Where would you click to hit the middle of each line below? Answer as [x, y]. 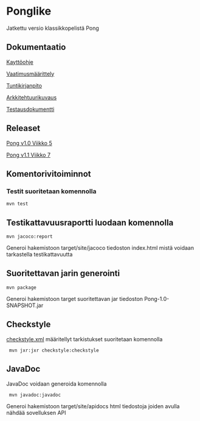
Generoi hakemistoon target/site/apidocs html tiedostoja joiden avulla [93, 406]
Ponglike [29, 11]
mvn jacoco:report [29, 237]
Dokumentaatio [36, 47]
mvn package [21, 288]
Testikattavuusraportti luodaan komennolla [90, 223]
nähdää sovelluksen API [36, 412]
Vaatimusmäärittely [30, 74]
